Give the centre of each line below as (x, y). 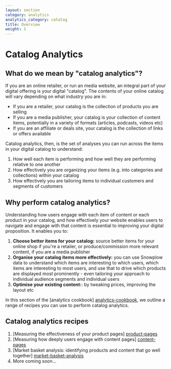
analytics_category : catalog (36, 19)
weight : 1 (16, 29)
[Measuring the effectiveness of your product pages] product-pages (85, 334)
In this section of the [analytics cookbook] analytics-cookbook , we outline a (85, 300)
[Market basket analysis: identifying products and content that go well (86, 350)
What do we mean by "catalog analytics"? (74, 73)
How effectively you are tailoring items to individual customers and (83, 181)
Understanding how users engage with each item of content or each (77, 214)
